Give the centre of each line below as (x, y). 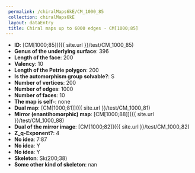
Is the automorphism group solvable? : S (64, 76)
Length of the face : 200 (44, 57)
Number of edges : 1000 (44, 89)
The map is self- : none (42, 102)
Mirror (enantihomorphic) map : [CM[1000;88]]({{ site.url (84, 114)
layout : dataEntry (31, 23)
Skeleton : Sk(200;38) (41, 158)
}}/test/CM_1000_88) (39, 121)
